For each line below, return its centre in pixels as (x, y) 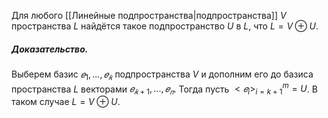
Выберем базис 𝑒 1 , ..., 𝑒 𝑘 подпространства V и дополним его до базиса (162, 75)
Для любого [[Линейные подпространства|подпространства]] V (149, 15)
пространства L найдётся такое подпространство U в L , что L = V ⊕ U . (165, 26)
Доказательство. (50, 49)
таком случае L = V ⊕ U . (66, 102)
